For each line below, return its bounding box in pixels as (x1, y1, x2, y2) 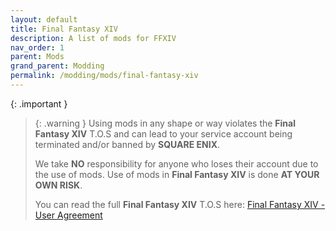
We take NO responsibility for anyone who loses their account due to (34, 157, 319, 170)
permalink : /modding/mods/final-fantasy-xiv (10, 71, 199, 81)
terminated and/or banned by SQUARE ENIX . (34, 138, 221, 150)
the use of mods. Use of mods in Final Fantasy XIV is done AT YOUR (34, 168, 320, 180)
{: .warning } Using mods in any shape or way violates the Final (34, 117, 296, 129)
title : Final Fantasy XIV (10, 24, 118, 34)
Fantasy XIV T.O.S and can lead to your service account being (34, 127, 293, 140)
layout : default (10, 14, 78, 25)
